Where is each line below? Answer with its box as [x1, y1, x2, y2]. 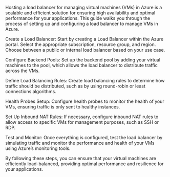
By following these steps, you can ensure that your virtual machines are [5, 156, 156, 161]
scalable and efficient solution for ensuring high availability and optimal [5, 10, 156, 16]
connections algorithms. [5, 88, 56, 94]
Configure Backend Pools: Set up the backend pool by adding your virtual [5, 57, 160, 63]
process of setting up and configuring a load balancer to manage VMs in [5, 20, 158, 27]
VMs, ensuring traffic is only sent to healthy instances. [5, 104, 120, 109]
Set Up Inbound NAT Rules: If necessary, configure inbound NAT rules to [5, 114, 159, 120]
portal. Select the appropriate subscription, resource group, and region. [5, 41, 156, 48]
